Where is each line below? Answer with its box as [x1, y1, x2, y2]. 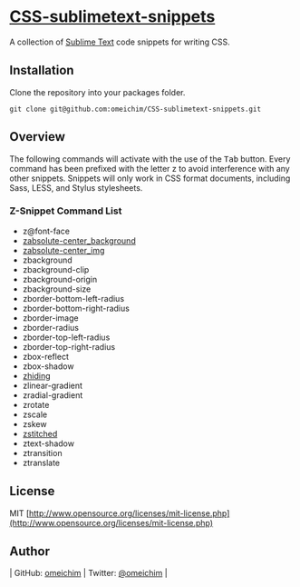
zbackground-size [22, 284, 92, 294]
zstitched [22, 428, 58, 439]
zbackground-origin [22, 274, 98, 284]
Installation [9, 63, 74, 78]
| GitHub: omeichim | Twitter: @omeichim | [9, 568, 168, 579]
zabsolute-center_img [22, 244, 105, 255]
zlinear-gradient [22, 380, 83, 391]
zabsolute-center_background [22, 234, 136, 246]
